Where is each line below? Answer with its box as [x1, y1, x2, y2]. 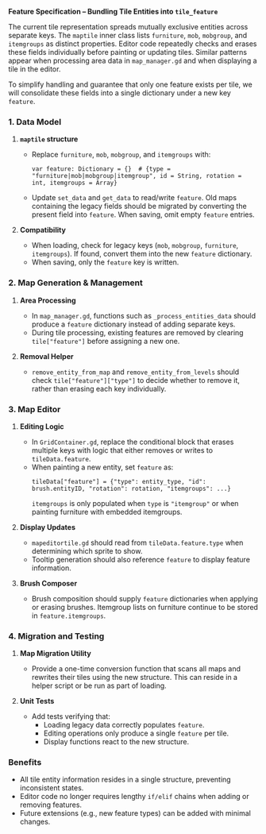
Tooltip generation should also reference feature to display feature [31, 554, 250, 564]
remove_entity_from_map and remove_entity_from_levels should [31, 367, 240, 376]
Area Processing [19, 295, 77, 305]
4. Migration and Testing [8, 631, 105, 642]
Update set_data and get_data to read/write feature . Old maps [31, 193, 237, 203]
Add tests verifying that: [31, 712, 111, 721]
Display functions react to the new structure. [43, 737, 190, 747]
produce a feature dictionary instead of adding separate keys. [31, 319, 236, 329]
